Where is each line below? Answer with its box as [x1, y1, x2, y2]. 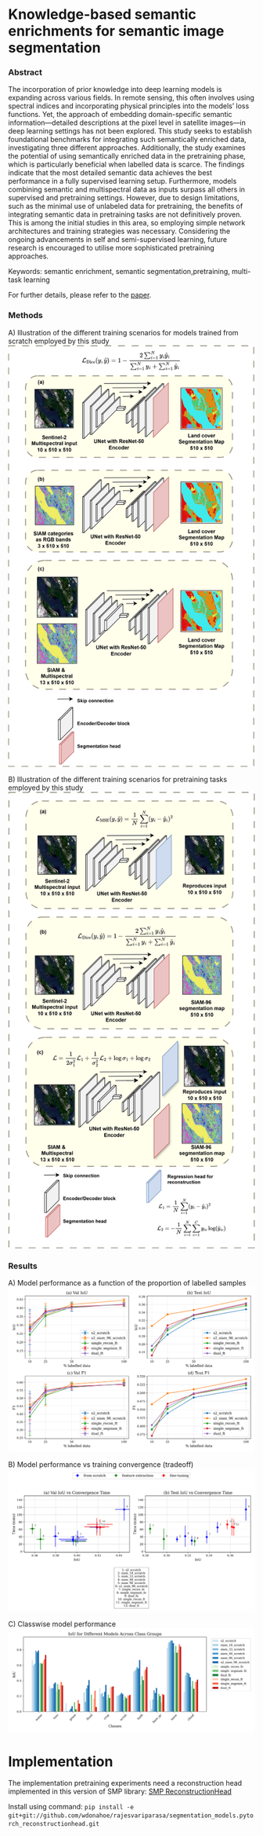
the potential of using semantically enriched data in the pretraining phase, [8, 152, 247, 161]
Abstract [8, 67, 43, 78]
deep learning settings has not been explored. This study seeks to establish [8, 126, 252, 136]
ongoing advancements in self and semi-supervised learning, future [8, 235, 228, 244]
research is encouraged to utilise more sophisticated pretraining [8, 243, 215, 253]
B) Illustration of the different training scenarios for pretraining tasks [8, 775, 228, 785]
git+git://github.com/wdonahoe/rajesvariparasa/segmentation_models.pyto [8, 1812, 254, 1820]
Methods [8, 310, 43, 321]
